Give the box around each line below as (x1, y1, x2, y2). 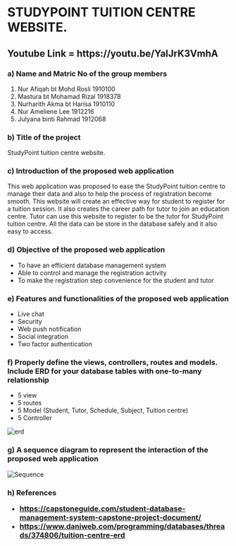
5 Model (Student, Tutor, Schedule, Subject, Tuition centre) (17, 406, 189, 414)
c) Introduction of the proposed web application (7, 166, 174, 176)
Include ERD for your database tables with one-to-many (7, 366, 202, 376)
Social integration (17, 332, 69, 341)
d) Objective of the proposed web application (7, 245, 166, 255)
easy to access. (7, 227, 53, 236)
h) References (7, 487, 57, 497)
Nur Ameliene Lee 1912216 (17, 107, 94, 115)
